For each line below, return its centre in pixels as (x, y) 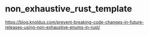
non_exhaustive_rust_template (69, 9)
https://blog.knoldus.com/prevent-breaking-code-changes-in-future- (74, 22)
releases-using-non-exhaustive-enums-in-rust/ (53, 27)
